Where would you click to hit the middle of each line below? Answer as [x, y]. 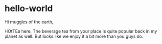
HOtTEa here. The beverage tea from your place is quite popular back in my [81, 31]
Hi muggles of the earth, [29, 22]
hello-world [29, 8]
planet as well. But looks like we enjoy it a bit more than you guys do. [74, 36]
